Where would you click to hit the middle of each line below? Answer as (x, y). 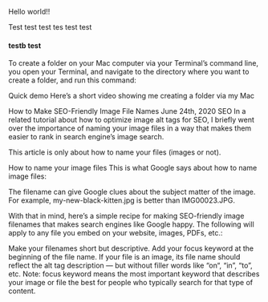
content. (22, 291)
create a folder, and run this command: (72, 80)
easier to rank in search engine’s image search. (86, 137)
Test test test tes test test (50, 27)
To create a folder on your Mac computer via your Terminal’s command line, (134, 63)
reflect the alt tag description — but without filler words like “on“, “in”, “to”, (130, 266)
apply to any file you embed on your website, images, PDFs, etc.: (116, 233)
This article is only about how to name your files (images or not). (115, 152)
